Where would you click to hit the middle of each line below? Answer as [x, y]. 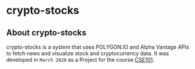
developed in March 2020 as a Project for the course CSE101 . [80, 60]
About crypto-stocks [46, 33]
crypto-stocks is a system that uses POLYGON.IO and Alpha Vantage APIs [98, 47]
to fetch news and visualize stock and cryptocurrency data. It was [88, 53]
